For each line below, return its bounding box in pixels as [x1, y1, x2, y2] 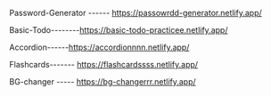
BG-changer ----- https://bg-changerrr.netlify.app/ [9, 76, 196, 87]
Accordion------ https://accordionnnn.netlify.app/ [9, 42, 190, 52]
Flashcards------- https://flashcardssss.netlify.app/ [9, 60, 199, 69]
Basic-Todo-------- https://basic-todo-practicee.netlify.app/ [9, 25, 228, 35]
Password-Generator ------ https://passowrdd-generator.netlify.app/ [9, 8, 263, 18]
